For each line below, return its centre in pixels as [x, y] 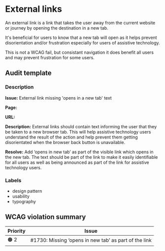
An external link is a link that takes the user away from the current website [80, 23]
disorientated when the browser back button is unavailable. [65, 142]
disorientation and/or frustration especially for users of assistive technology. [82, 42]
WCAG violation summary [46, 217]
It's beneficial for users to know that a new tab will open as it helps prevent [81, 37]
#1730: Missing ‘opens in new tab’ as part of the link [91, 240]
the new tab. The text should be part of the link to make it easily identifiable [82, 157]
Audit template [28, 73]
